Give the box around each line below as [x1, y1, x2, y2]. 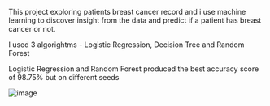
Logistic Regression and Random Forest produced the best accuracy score [8, 64, 259, 74]
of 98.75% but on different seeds [8, 73, 120, 82]
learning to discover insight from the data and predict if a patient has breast [8, 15, 262, 25]
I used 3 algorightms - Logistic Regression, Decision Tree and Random [8, 40, 245, 49]
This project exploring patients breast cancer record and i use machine [8, 7, 246, 16]
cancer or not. [8, 24, 56, 33]
